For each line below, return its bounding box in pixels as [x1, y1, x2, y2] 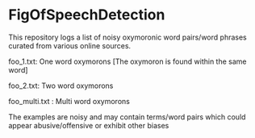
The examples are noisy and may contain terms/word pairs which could [8, 111, 246, 122]
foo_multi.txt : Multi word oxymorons [8, 96, 131, 106]
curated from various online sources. [8, 40, 132, 50]
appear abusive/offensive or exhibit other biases [8, 120, 169, 130]
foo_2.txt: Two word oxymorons [8, 81, 114, 90]
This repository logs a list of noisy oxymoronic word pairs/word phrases [8, 32, 248, 42]
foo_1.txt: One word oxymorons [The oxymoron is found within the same [8, 56, 248, 66]
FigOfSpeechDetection [8, 6, 165, 24]
